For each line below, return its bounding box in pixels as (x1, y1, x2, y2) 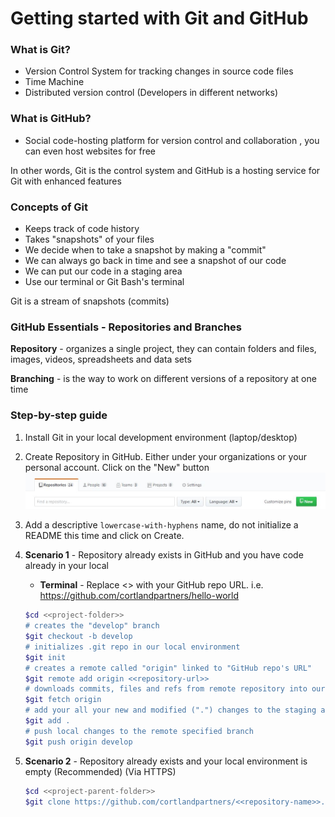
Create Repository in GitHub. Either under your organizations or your (24, 450, 308, 462)
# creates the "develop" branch (24, 621, 160, 631)
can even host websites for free (24, 145, 157, 157)
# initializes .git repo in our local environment (24, 642, 241, 652)
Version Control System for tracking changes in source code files (24, 65, 294, 77)
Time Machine (24, 76, 85, 88)
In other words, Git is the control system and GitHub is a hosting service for (10, 164, 321, 176)
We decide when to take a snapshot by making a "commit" (24, 244, 267, 256)
